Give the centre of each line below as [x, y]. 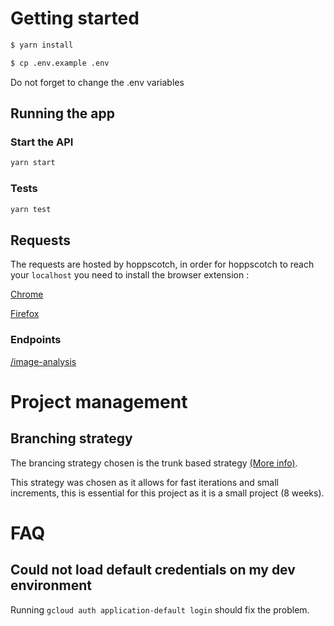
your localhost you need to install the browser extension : [130, 275]
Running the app [62, 113]
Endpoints [36, 340]
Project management [99, 401]
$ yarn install [42, 45]
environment [51, 585]
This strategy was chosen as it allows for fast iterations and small [145, 482]
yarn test [31, 209]
